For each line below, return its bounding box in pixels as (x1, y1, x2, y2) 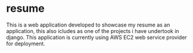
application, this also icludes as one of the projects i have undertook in (6, 27, 180, 34)
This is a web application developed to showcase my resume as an (6, 21, 170, 28)
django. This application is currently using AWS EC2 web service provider (6, 34, 188, 41)
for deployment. (6, 40, 46, 47)
